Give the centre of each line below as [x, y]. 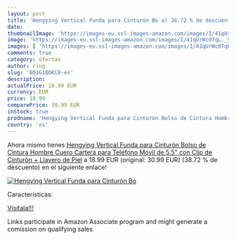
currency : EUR [28, 92]
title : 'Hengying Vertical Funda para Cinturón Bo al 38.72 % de [105, 20]
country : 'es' [28, 125]
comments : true [29, 53]
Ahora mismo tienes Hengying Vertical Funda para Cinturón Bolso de [107, 145]
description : [26, 79]
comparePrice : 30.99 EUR [44, 105]
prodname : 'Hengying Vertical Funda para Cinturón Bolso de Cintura [110, 118]
